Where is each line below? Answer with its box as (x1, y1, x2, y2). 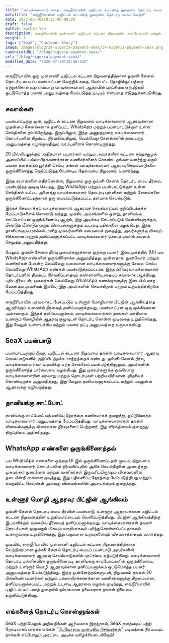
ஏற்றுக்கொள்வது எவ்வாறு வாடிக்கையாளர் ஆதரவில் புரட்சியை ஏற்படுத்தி (5, 84, 144, 90)
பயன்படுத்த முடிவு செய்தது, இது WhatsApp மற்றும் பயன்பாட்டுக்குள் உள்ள (5, 183, 146, 189)
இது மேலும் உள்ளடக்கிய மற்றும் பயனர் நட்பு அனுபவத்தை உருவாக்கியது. (5, 321, 142, 328)
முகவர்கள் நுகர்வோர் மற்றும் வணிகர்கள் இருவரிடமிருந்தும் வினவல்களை (5, 469, 142, 475)
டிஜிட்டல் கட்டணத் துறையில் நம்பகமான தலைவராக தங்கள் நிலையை (5, 587, 132, 593)
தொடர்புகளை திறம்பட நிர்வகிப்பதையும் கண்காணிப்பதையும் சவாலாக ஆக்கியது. (5, 272, 157, 278)
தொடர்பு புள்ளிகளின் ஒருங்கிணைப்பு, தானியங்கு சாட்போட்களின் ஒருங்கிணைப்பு (5, 558, 153, 564)
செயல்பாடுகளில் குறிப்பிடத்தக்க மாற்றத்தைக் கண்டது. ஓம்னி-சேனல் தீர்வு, (5, 355, 146, 361)
